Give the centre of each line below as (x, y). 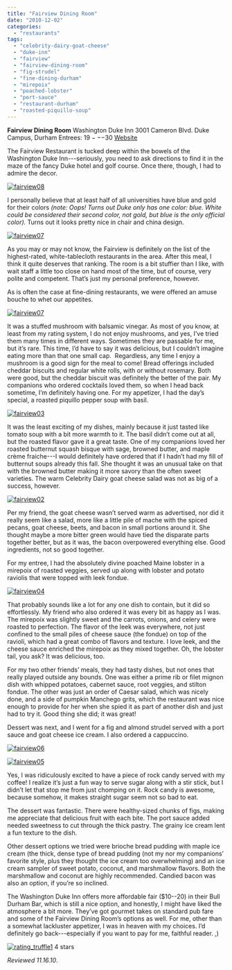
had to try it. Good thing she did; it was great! (72, 714)
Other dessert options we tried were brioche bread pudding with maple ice (114, 846)
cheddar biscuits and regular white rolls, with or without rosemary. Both (109, 370)
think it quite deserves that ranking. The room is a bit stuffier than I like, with (116, 264)
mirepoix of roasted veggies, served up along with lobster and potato (106, 570)
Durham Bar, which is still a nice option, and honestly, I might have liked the (115, 903)
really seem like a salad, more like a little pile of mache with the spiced (107, 520)
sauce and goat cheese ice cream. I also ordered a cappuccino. (98, 734)
